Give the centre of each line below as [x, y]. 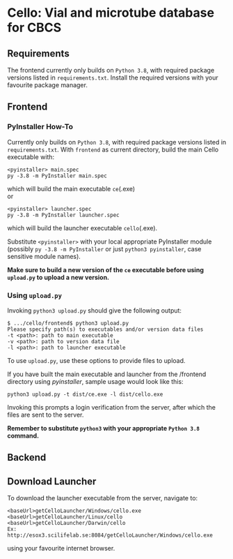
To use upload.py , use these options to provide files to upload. [96, 360]
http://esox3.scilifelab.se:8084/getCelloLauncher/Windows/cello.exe [110, 535]
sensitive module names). [44, 256]
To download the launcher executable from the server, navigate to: [103, 498]
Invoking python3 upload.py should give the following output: [95, 310]
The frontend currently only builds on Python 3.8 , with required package [111, 70]
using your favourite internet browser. [61, 549]
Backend [27, 457]
